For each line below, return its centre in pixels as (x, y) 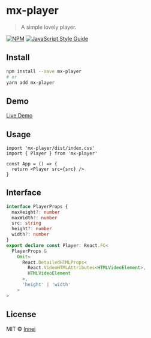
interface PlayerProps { (37, 206)
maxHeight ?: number (36, 212)
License (21, 314)
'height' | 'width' (46, 285)
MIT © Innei (21, 329)
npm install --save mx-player (44, 71)
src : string (27, 223)
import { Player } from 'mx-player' (52, 153)
